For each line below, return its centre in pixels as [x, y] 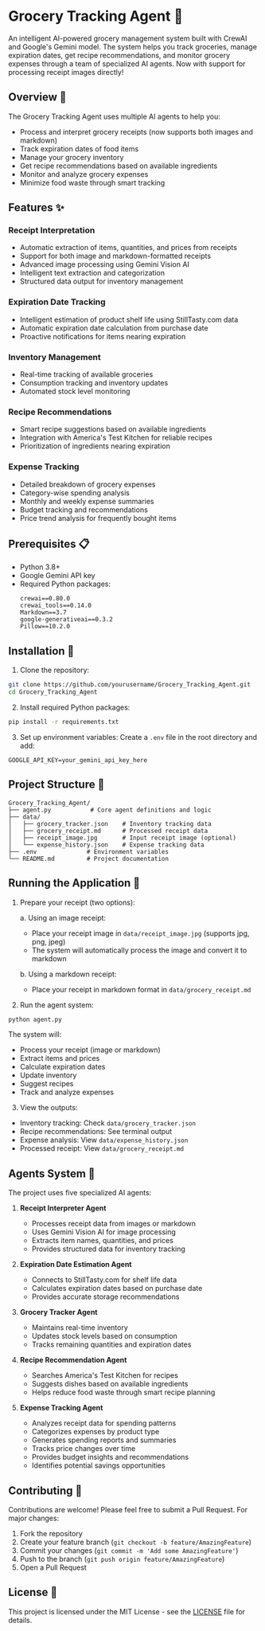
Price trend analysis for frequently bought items [98, 518]
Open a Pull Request [53, 1567]
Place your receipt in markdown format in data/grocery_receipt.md [141, 989]
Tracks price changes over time [84, 1449]
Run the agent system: [57, 1005]
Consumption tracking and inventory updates [94, 383]
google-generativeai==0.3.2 [66, 620]
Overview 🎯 [37, 98]
